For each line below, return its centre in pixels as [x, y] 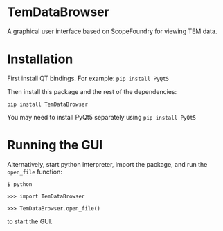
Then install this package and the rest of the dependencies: [92, 91]
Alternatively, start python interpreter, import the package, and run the [107, 164]
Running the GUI [55, 145]
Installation [40, 59]
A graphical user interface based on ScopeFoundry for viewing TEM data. [112, 31]
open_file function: [35, 172]
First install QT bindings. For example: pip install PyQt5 [88, 78]
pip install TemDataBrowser [48, 104]
